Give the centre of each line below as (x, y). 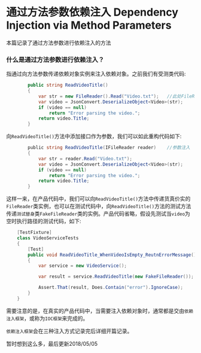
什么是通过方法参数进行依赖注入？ (55, 59)
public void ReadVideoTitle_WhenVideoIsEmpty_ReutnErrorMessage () (112, 255)
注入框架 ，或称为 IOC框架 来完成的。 (47, 318)
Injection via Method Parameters (89, 25)
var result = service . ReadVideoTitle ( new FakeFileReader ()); (116, 277)
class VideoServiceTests (48, 238)
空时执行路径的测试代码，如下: (44, 221)
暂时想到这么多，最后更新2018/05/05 (52, 343)
